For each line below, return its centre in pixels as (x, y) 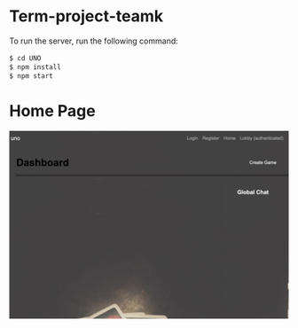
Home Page (52, 111)
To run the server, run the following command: (94, 41)
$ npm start (31, 76)
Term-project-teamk (86, 16)
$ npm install (35, 67)
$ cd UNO (25, 58)
